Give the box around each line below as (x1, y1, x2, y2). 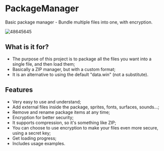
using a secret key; (12, 130, 51, 136)
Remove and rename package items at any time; (12, 109, 110, 115)
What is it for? (5, 43, 49, 51)
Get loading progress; (12, 135, 57, 141)
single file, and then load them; (12, 61, 75, 67)
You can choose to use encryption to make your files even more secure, (12, 125, 159, 130)
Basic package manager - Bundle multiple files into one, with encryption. (5, 19, 153, 25)
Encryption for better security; (12, 114, 74, 120)
